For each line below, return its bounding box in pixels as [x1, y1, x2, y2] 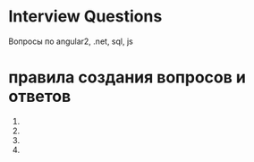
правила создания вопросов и [8, 67, 247, 88]
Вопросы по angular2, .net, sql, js [8, 36, 133, 47]
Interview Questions [8, 6, 163, 27]
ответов [8, 87, 72, 107]
